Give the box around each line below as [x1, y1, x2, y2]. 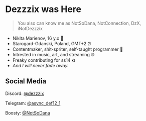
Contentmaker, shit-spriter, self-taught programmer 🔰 [12, 46, 123, 52]
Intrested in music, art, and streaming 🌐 [12, 51, 95, 57]
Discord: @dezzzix [5, 90, 44, 96]
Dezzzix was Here [5, 4, 82, 15]
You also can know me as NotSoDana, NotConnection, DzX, [17, 20, 141, 26]
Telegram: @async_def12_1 [5, 100, 61, 106]
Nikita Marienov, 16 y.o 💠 [12, 35, 64, 41]
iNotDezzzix [17, 25, 43, 31]
